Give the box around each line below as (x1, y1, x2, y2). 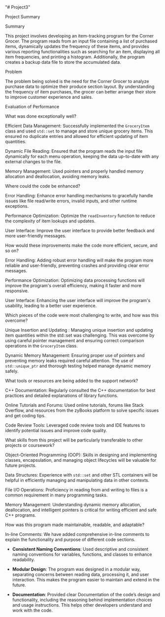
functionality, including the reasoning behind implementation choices (12, 597, 153, 603)
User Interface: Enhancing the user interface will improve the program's (5, 298, 151, 303)
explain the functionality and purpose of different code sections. (5, 536, 135, 542)
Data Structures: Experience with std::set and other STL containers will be (5, 472, 158, 478)
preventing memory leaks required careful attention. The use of (5, 358, 134, 363)
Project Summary (5, 14, 40, 19)
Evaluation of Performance (5, 104, 60, 109)
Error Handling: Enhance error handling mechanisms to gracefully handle (5, 193, 153, 198)
